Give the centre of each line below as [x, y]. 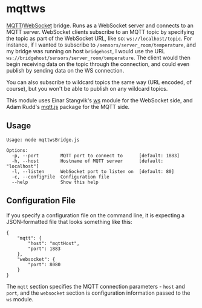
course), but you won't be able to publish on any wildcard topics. [87, 88]
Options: [17, 150]
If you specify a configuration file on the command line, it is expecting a [96, 215]
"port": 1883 [44, 249]
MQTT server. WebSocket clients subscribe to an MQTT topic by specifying [100, 31]
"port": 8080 [44, 264]
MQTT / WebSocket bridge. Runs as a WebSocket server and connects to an [100, 25]
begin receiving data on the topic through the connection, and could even [98, 64]
